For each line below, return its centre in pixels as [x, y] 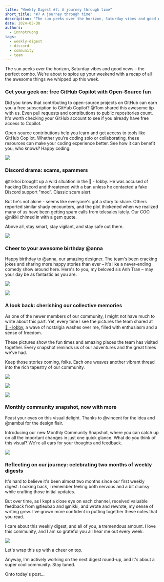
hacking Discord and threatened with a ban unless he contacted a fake [76, 187]
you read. [15, 517]
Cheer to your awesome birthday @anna [54, 248]
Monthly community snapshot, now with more [61, 407]
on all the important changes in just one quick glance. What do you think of [81, 437]
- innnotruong [24, 32]
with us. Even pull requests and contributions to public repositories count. [79, 113]
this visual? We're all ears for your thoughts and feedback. [64, 443]
